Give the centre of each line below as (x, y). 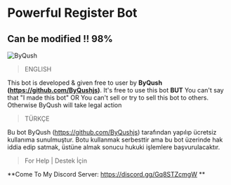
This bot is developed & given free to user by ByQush (85, 83)
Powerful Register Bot (72, 13)
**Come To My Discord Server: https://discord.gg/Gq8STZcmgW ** (106, 174)
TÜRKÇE (37, 118)
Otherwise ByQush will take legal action (65, 105)
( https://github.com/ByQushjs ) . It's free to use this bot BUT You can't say (115, 90)
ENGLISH (38, 69)
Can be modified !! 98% (60, 39)
